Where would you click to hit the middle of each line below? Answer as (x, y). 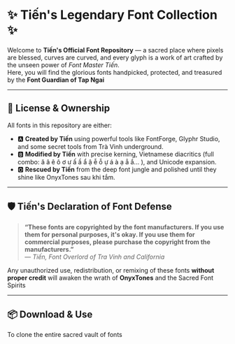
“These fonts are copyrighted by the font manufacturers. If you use (124, 227)
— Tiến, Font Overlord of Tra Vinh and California (94, 257)
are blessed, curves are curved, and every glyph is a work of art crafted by (115, 57)
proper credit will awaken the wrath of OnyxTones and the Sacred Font (111, 278)
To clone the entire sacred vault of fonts (65, 335)
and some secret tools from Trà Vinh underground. (90, 146)
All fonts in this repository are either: (59, 125)
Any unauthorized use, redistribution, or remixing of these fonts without (111, 270)
